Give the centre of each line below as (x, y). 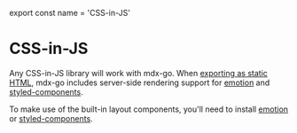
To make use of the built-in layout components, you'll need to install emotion (149, 109)
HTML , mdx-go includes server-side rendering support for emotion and (140, 82)
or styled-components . (51, 118)
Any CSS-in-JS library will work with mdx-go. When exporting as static (139, 73)
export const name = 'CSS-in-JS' (70, 13)
